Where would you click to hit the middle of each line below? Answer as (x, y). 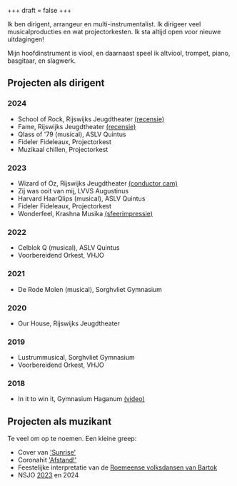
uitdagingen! (26, 39)
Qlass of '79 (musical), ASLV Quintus (72, 134)
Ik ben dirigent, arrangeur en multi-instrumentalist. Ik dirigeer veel (104, 24)
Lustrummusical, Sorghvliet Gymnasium (76, 358)
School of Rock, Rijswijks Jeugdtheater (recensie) (91, 119)
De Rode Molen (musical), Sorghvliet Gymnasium (90, 289)
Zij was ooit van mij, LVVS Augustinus (73, 191)
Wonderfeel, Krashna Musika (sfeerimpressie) (85, 213)
